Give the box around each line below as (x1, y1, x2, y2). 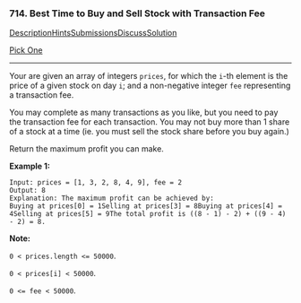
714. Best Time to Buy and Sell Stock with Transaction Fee (9, 7, 266, 20)
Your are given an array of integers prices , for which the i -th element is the (9, 71, 288, 82)
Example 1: (9, 160, 51, 172)
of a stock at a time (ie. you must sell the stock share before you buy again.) (9, 126, 289, 137)
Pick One (9, 45, 43, 56)
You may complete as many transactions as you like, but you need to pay (9, 107, 279, 118)
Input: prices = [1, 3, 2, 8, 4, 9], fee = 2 (9, 178, 182, 187)
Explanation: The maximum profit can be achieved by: (9, 194, 215, 203)
